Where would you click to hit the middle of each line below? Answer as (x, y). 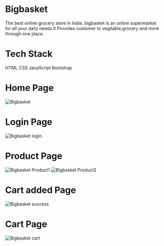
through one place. (25, 33)
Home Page (29, 88)
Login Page (29, 122)
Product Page (34, 156)
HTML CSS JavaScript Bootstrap (39, 67)
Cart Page (26, 224)
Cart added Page (41, 190)
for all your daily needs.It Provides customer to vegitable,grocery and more (82, 28)
